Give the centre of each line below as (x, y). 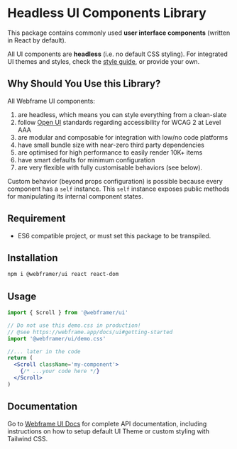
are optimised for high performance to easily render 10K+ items (110, 152)
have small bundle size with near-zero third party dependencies (111, 145)
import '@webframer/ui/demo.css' (57, 338)
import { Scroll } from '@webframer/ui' (68, 313)
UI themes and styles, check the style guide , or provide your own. (104, 61)
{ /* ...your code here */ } (60, 371)
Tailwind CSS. (28, 438)
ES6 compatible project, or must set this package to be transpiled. (114, 235)
